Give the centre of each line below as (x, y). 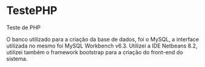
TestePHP (32, 11)
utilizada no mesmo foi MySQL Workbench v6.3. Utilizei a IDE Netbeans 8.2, (102, 46)
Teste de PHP (24, 27)
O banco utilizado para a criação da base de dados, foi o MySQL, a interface (103, 39)
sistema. (17, 58)
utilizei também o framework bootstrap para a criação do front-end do (95, 52)
